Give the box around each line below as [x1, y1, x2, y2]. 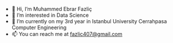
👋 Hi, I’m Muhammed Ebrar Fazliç [11, 6, 92, 12]
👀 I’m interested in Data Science [11, 12, 89, 19]
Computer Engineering [11, 24, 67, 31]
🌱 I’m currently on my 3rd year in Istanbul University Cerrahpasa [11, 18, 167, 24]
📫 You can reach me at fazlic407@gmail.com [11, 31, 123, 37]
